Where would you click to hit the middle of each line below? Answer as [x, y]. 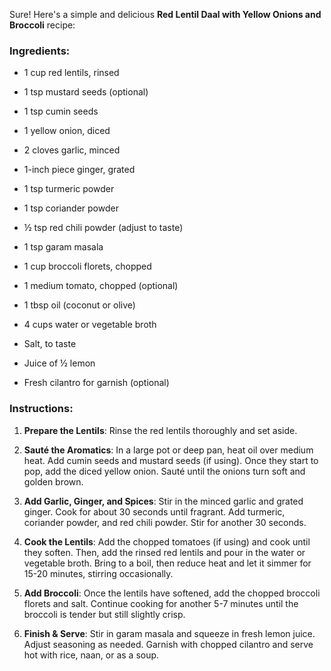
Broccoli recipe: [42, 25]
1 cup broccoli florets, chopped [87, 266]
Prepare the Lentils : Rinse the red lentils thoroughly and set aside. [160, 430]
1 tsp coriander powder [71, 208]
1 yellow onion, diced [67, 131]
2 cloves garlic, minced [72, 150]
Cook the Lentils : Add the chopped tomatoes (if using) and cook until [167, 541]
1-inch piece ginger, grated [79, 170]
